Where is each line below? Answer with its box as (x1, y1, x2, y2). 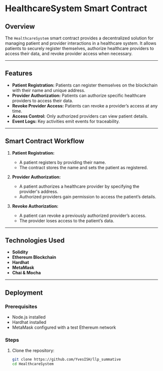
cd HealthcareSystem (12, 362, 54, 367)
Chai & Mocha (12, 270, 41, 276)
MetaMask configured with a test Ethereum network (12, 324, 116, 331)
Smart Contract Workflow (5, 137, 84, 145)
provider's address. (19, 188, 59, 194)
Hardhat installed (12, 319, 47, 325)
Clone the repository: (12, 348, 55, 353)
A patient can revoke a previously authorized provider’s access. (19, 212, 147, 218)
